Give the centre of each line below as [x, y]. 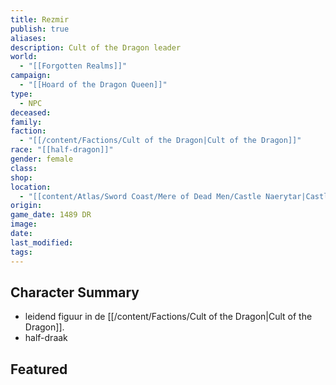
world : [24, 57]
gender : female [42, 159]
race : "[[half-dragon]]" [62, 150]
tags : [21, 252]
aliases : [28, 38]
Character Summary [75, 292]
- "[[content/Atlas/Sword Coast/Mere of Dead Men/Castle [140, 196]
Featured [39, 369]
